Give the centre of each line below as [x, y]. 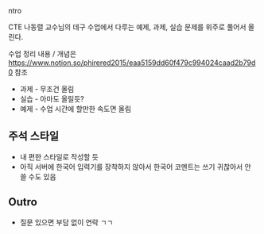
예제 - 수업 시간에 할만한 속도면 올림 [76, 109]
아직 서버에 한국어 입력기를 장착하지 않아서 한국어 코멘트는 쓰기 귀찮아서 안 [136, 167]
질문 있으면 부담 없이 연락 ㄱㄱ [66, 222]
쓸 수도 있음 [38, 176]
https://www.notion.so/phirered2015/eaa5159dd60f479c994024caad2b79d [132, 63]
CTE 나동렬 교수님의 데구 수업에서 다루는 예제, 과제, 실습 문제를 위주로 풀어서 [127, 27]
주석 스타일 [34, 136]
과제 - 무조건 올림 [47, 89]
